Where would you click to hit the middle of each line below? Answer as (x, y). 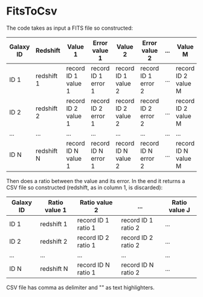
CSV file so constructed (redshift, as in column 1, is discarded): (85, 187)
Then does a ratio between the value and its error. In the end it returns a (96, 181)
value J (179, 210)
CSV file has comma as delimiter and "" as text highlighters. (81, 287)
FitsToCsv (32, 11)
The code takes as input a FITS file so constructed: (70, 28)
